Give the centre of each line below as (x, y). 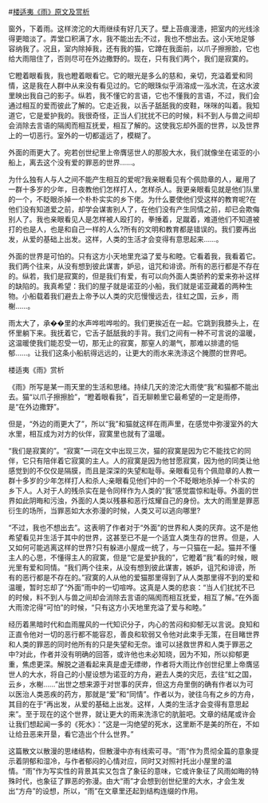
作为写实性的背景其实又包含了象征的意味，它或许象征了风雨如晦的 (144, 771)
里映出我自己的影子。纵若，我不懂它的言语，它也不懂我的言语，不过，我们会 (134, 95)
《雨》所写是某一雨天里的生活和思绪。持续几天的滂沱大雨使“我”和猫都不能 (130, 387)
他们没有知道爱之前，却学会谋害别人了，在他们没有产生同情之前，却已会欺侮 (134, 209)
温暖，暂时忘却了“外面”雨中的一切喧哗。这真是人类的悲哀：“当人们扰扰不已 (132, 587)
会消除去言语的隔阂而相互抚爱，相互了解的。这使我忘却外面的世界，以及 (127, 125)
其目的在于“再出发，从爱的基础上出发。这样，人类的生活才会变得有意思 (125, 704)
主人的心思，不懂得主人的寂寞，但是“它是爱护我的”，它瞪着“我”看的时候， (130, 558)
